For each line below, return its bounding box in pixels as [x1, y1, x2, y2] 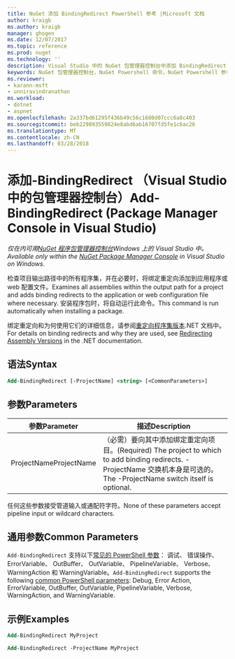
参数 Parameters [7, 399, 78, 411]
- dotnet [7, 101, 33, 108]
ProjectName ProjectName [10, 458, 97, 467]
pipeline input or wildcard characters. [7, 509, 115, 518]
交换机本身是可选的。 [147, 465, 218, 474]
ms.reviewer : [7, 75, 45, 83]
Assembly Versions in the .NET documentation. [7, 336, 143, 345]
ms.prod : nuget [7, 50, 52, 57]
